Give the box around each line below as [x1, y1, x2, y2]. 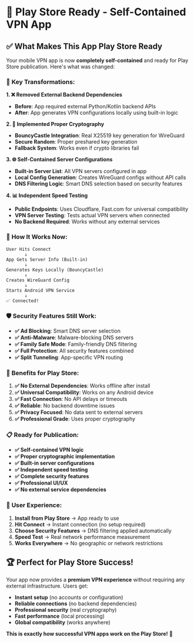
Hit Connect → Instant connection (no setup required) [14, 521, 146, 528]
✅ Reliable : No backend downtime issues [14, 402, 115, 409]
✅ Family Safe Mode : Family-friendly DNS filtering [14, 340, 137, 347]
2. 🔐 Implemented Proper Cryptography [6, 121, 105, 128]
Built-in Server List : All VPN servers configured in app [14, 168, 147, 175]
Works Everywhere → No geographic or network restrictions [14, 539, 163, 546]
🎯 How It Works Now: [6, 233, 68, 241]
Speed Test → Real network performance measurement [14, 533, 150, 541]
